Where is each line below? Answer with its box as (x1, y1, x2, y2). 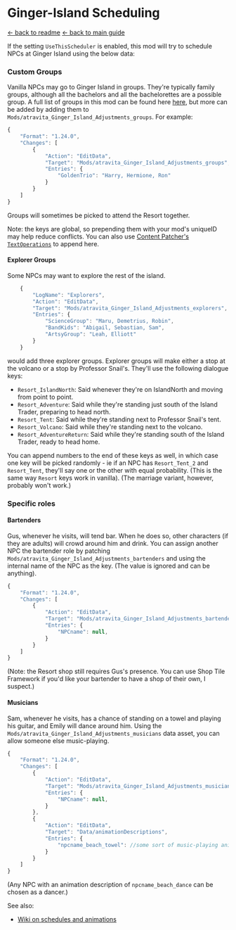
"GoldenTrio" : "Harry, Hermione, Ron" (57, 172, 171, 179)
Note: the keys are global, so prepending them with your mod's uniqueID (7, 224, 218, 233)
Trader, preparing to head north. (17, 407, 111, 416)
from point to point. (17, 393, 74, 401)
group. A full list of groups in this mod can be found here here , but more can (7, 98, 228, 106)
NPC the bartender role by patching (7, 547, 111, 555)
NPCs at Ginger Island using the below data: (7, 49, 136, 58)
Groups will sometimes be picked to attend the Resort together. (7, 211, 190, 219)
